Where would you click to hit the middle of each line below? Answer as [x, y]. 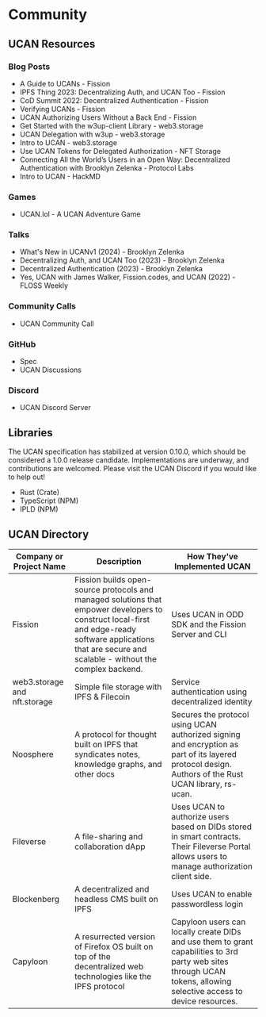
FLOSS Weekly [44, 286]
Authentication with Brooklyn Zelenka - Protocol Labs [106, 167]
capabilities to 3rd [205, 951]
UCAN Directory [49, 534]
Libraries [30, 433]
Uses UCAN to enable [212, 894]
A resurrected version [115, 936]
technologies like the [113, 976]
